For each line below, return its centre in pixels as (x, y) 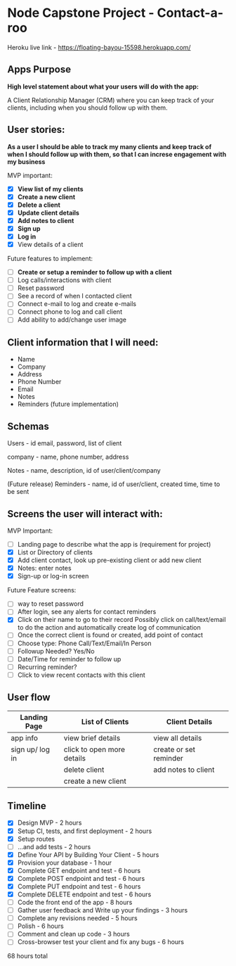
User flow (29, 698)
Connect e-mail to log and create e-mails (77, 304)
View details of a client (50, 244)
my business (26, 161)
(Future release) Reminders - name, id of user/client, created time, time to (114, 484)
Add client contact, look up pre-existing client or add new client (109, 560)
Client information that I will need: (83, 342)
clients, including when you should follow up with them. (87, 108)
